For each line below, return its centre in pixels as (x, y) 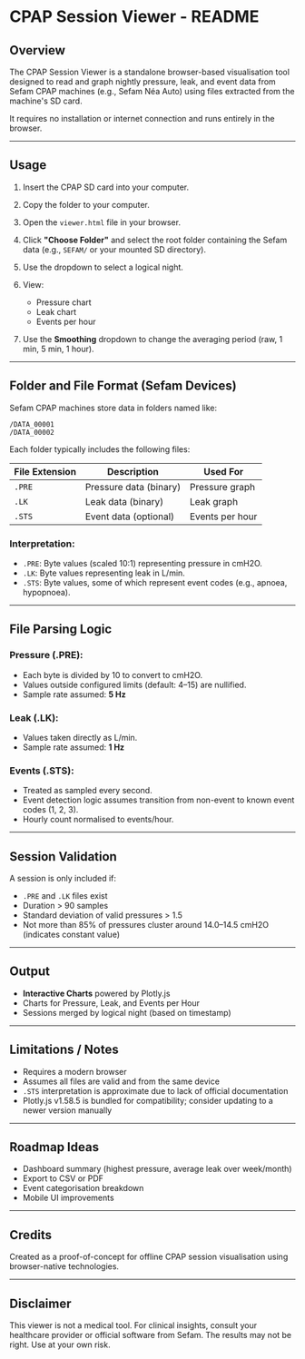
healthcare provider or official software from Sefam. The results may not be (151, 1335)
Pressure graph (222, 487)
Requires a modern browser (74, 1071)
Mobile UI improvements (69, 1198)
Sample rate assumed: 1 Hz (74, 747)
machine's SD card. (46, 101)
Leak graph (214, 501)
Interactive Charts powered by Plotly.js (96, 993)
